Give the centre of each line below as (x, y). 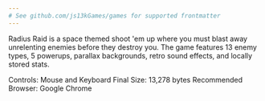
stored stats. (29, 64)
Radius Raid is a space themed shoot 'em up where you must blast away (128, 38)
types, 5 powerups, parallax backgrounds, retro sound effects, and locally (130, 55)
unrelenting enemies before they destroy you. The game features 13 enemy (132, 47)
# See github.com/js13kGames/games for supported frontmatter (114, 16)
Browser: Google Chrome (50, 88)
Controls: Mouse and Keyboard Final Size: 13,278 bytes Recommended (126, 79)
